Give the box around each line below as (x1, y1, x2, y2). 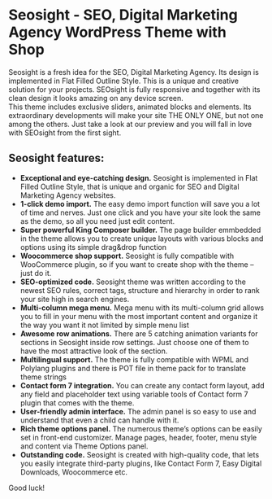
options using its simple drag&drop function (19, 242, 167, 252)
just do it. (19, 268, 52, 278)
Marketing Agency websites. (19, 190, 116, 200)
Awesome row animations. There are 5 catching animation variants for (19, 328, 258, 339)
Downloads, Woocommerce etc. (19, 466, 128, 477)
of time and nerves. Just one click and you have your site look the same (19, 208, 261, 217)
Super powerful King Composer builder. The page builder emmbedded (19, 225, 261, 234)
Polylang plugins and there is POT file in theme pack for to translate (19, 363, 246, 373)
